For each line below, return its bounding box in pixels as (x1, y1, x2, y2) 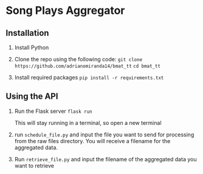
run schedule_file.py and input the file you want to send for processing (14, 131, 194, 138)
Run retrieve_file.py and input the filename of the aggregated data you (14, 155, 197, 162)
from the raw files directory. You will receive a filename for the (14, 137, 171, 144)
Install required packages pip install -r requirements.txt (14, 74, 164, 81)
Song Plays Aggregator (5, 4, 125, 18)
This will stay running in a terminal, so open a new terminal (14, 119, 162, 126)
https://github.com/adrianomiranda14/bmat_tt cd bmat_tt (14, 63, 161, 69)
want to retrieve (14, 162, 54, 169)
